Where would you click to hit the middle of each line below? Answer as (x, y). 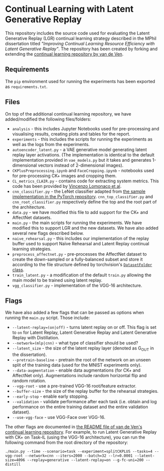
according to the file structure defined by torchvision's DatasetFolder (82, 265)
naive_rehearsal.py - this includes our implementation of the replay (81, 238)
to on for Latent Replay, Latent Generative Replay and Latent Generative (84, 332)
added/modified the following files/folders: (48, 119)
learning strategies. (32, 249)
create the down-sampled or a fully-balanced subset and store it (78, 259)
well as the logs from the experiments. (51, 144)
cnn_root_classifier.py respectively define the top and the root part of (84, 202)
